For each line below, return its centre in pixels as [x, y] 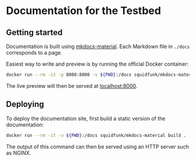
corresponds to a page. [34, 53]
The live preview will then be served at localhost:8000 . [72, 85]
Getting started [34, 32]
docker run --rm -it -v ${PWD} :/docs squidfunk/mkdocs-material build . [96, 135]
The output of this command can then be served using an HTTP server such [98, 146]
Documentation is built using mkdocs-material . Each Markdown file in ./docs [98, 46]
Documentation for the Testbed [84, 11]
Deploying [25, 105]
